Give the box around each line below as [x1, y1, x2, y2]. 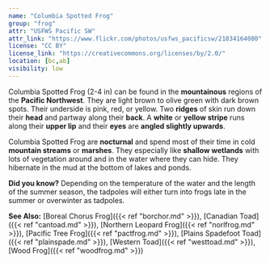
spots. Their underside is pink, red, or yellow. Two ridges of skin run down [8, 104, 256, 113]
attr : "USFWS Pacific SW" [8, 27, 95, 35]
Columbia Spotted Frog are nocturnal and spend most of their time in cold [8, 137, 256, 146]
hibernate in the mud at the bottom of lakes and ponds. [8, 163, 192, 172]
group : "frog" [8, 19, 57, 28]
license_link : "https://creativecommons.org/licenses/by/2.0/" [8, 49, 226, 57]
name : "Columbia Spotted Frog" [8, 11, 114, 20]
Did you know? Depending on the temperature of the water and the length [8, 178, 256, 188]
